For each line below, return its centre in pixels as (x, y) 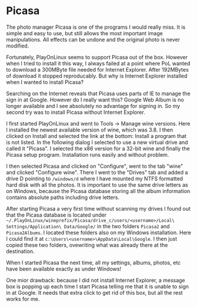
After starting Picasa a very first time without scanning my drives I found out (98, 208)
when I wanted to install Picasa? (45, 82)
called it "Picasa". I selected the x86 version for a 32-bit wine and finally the (98, 149)
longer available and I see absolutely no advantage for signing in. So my (93, 106)
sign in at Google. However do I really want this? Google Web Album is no (95, 99)
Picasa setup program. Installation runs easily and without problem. (88, 154)
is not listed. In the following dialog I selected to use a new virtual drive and (97, 142)
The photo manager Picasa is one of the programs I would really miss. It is (96, 27)
